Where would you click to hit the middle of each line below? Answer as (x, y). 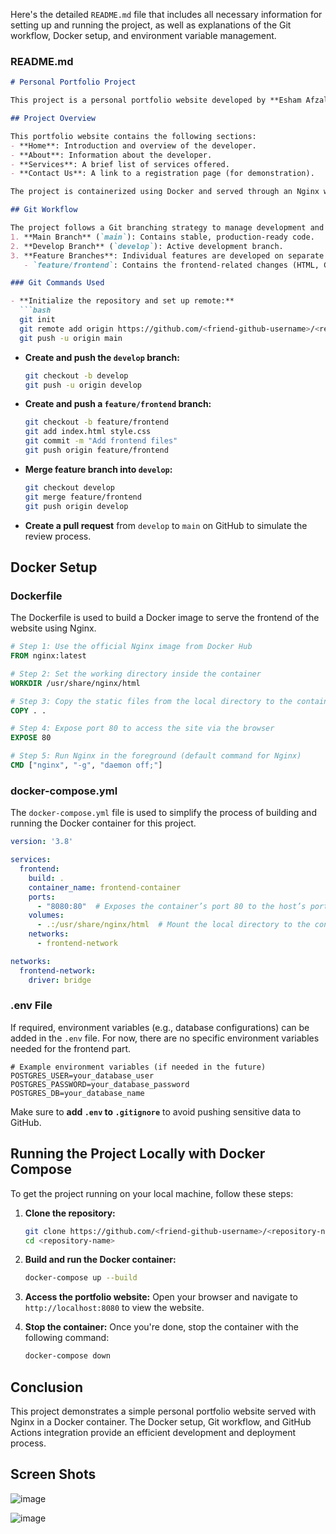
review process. (58, 536)
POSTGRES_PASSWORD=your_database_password (100, 1084)
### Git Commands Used (57, 283)
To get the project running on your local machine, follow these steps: (152, 1193)
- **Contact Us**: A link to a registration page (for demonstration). (162, 174)
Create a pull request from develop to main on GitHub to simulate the (166, 525)
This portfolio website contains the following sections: (133, 136)
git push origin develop (76, 506)
